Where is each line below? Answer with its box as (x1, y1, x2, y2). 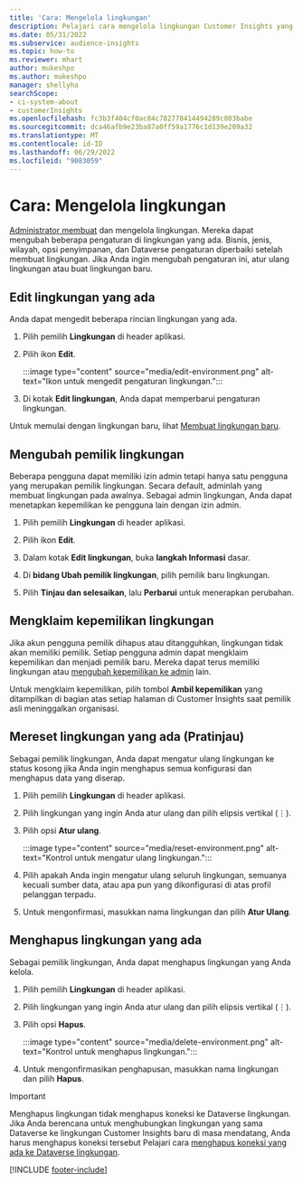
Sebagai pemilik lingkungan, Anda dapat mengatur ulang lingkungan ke (9, 752, 275, 764)
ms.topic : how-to (9, 47, 75, 56)
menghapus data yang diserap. (9, 772, 126, 783)
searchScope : (9, 89, 59, 98)
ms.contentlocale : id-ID (9, 139, 103, 148)
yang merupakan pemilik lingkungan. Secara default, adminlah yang (9, 480, 262, 491)
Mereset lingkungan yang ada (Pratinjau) (9, 729, 244, 744)
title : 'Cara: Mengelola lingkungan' (9, 13, 152, 23)
